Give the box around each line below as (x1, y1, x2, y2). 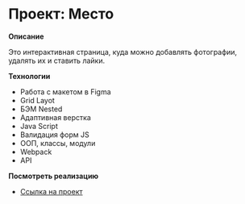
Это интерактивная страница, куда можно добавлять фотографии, (8, 47, 238, 56)
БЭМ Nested (19, 104, 63, 114)
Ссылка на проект (19, 186, 83, 196)
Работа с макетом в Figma (19, 86, 111, 97)
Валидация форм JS (19, 130, 90, 139)
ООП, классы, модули (19, 138, 96, 148)
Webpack (19, 147, 52, 156)
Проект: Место (8, 5, 114, 23)
